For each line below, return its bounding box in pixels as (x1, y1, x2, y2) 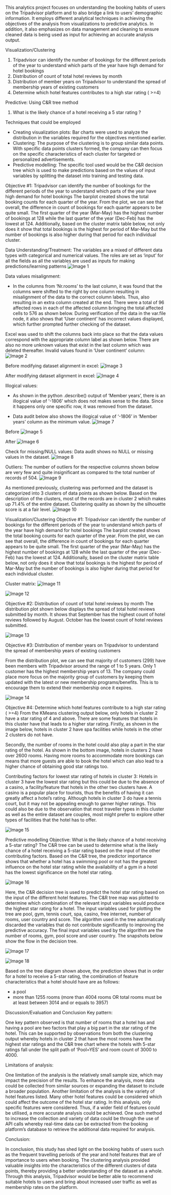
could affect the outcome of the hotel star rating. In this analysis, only (5, 1099, 152, 1105)
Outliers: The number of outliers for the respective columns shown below (5, 464, 159, 470)
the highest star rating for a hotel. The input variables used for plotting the (5, 906, 161, 911)
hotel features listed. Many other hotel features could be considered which (5, 1094, 162, 1100)
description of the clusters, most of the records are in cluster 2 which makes (5, 496, 166, 501)
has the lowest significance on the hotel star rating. (5, 869, 113, 875)
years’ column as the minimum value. (12, 419, 91, 424)
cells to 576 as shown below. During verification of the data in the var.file (12, 310, 166, 316)
